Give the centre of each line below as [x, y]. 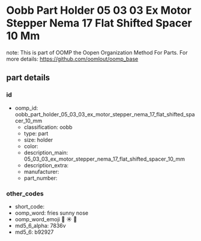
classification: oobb [48, 127]
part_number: [40, 178]
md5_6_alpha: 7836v [40, 225]
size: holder [38, 140]
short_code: [30, 206]
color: [31, 146]
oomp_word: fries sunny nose [52, 213]
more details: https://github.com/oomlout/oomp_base [72, 59]
